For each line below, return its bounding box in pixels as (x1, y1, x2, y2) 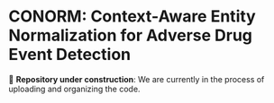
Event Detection (8, 45, 132, 64)
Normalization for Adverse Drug (8, 25, 253, 46)
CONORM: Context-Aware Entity (8, 6, 256, 27)
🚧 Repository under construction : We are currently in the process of (8, 73, 265, 84)
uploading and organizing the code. (8, 83, 141, 94)
